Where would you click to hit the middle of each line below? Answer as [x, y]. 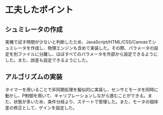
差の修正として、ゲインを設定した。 [41, 108]
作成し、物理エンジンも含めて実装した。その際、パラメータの [92, 48]
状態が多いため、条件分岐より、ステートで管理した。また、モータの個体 [86, 101]
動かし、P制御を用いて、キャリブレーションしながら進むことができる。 [77, 96]
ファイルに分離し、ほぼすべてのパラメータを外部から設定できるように [88, 54]
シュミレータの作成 [34, 29]
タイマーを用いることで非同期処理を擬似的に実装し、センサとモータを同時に [82, 89]
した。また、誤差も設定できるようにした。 [48, 60]
